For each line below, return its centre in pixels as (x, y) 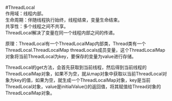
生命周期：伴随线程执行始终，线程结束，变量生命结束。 (64, 20)
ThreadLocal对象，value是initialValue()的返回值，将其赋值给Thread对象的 (83, 86)
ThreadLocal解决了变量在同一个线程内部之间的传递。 (61, 33)
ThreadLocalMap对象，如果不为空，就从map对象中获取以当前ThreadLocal (84, 74)
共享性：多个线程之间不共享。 (37, 26)
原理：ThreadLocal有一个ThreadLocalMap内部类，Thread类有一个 (76, 44)
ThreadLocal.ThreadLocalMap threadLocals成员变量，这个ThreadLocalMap (85, 50)
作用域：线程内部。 (26, 13)
